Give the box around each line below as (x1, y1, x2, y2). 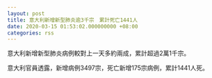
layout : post (7, 10, 45, 17)
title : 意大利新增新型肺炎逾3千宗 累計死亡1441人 (7, 17, 138, 23)
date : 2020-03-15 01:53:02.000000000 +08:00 (7, 23, 138, 30)
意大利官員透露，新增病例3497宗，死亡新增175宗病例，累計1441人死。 (7, 64, 209, 72)
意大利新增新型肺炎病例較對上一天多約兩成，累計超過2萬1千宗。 (7, 49, 190, 57)
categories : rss (7, 29, 54, 37)
